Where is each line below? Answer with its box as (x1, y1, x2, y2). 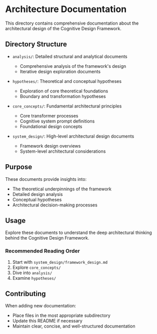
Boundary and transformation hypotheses (19, 93, 106, 99)
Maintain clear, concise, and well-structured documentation (12, 323, 135, 329)
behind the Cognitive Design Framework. (5, 235, 89, 241)
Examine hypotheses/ (12, 275, 56, 281)
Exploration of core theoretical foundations (19, 88, 108, 94)
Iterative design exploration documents (19, 68, 101, 74)
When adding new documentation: (5, 303, 76, 309)
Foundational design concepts (19, 123, 82, 129)
